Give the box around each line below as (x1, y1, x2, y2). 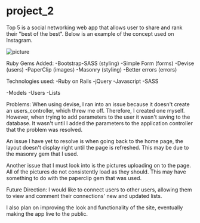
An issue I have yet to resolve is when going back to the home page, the (6, 137, 184, 144)
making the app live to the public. (6, 210, 88, 217)
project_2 (6, 4, 54, 18)
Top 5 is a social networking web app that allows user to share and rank (6, 24, 183, 31)
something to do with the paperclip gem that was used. (6, 174, 142, 181)
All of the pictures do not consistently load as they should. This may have (6, 168, 186, 175)
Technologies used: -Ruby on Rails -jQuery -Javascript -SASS (6, 78, 159, 85)
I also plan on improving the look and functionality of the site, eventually (6, 204, 183, 211)
